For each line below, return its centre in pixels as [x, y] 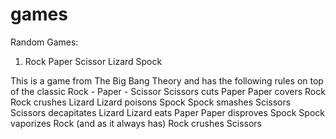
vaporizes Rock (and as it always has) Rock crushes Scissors [136, 123]
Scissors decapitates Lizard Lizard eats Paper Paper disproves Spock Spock [167, 112]
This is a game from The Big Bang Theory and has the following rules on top [167, 80]
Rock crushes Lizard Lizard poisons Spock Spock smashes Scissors [151, 102]
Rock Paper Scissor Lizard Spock [93, 61]
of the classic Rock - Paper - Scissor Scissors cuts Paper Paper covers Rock [168, 91]
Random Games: [44, 42]
